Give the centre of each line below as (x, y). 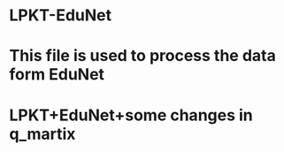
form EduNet (57, 75)
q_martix (42, 134)
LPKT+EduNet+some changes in (131, 115)
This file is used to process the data (142, 56)
